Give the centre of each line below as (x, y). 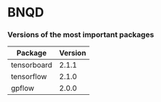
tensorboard (32, 65)
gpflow (22, 88)
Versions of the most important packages (81, 35)
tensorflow (29, 77)
